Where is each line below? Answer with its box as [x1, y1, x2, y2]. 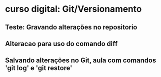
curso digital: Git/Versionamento [5, 3, 142, 15]
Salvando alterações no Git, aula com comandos [5, 56, 157, 65]
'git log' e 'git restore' [5, 64, 72, 72]
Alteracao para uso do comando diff [5, 39, 118, 48]
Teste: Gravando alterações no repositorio [5, 23, 137, 31]
